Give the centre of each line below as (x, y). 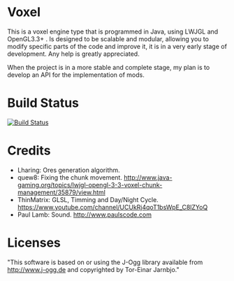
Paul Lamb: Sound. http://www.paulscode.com (85, 215)
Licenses (34, 243)
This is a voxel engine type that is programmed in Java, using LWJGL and (113, 31)
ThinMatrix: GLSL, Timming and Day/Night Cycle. (88, 199)
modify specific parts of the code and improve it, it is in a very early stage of (117, 46)
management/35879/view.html (61, 192)
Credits (29, 151)
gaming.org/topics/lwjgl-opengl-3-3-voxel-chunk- (90, 185)
